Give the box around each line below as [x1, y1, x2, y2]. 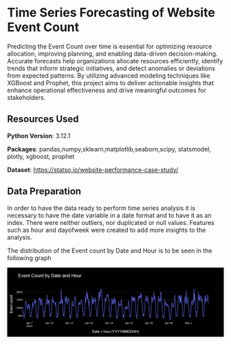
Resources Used [7, 114, 79, 125]
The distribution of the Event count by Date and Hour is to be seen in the [7, 246, 212, 255]
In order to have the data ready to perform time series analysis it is [7, 204, 196, 212]
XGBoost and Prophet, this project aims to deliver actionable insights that [7, 78, 214, 87]
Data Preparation [7, 186, 81, 197]
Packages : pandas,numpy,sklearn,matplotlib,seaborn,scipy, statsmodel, [7, 144, 212, 153]
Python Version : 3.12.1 [7, 131, 71, 140]
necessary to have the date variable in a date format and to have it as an [7, 211, 212, 219]
